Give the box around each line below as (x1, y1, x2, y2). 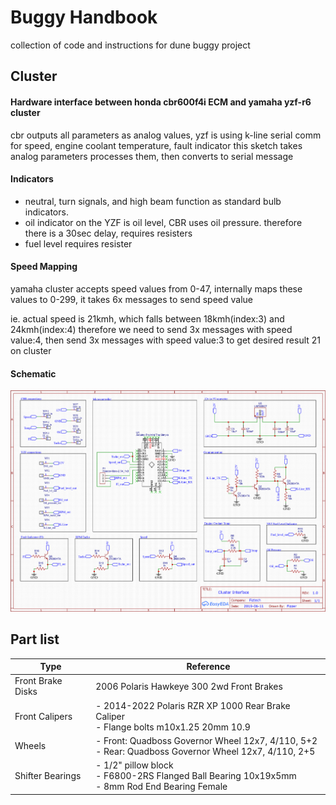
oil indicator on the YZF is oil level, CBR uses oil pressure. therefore (24, 216, 303, 228)
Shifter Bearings (14, 770, 82, 782)
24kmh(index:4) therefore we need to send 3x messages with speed (10, 323, 293, 335)
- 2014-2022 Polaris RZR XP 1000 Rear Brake (95, 699, 291, 711)
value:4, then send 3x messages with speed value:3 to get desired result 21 (10, 334, 322, 346)
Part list (10, 631, 60, 648)
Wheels (14, 740, 47, 752)
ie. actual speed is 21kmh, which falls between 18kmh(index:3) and (10, 312, 285, 325)
